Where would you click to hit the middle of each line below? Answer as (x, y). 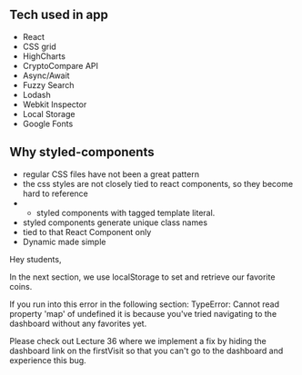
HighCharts (44, 56)
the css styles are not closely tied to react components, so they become (158, 183)
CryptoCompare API (60, 65)
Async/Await (46, 75)
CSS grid (39, 46)
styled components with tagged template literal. (126, 212)
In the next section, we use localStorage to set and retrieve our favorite (142, 277)
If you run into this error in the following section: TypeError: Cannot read (145, 304)
